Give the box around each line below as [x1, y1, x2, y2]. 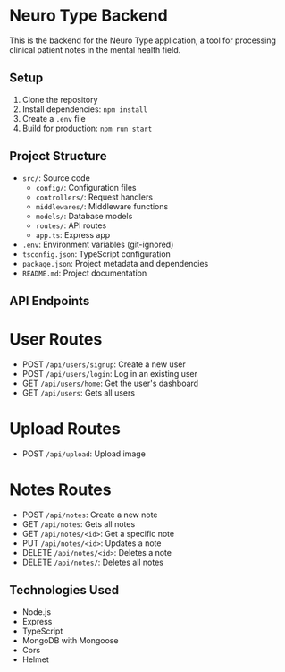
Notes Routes [9, 480, 112, 500]
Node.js [21, 606, 52, 617]
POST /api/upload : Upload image [21, 448, 146, 459]
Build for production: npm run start [21, 123, 153, 133]
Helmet [21, 654, 49, 665]
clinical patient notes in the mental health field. [9, 44, 181, 55]
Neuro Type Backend [9, 5, 168, 26]
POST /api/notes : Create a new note [21, 509, 158, 520]
